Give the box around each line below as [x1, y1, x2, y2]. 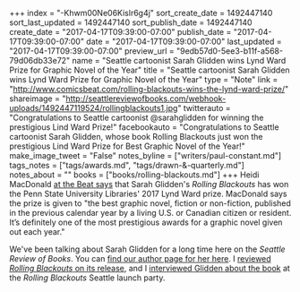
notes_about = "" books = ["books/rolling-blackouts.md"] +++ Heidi [9, 169, 260, 180]
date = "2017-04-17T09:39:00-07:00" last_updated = [86, 36, 282, 47]
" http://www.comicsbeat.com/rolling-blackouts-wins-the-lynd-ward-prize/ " [9, 84, 289, 94]
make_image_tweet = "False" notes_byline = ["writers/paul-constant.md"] [9, 150, 282, 160]
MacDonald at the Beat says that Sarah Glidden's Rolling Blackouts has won [9, 179, 289, 189]
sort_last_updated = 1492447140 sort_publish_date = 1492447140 [9, 17, 253, 28]
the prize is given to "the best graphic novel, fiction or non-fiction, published [9, 198, 291, 209]
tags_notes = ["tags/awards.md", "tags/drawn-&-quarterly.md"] [9, 160, 244, 170]
